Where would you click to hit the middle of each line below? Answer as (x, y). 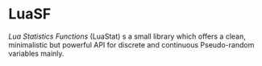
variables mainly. (36, 53)
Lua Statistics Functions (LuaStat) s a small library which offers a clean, (127, 36)
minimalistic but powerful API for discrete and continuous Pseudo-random (131, 44)
